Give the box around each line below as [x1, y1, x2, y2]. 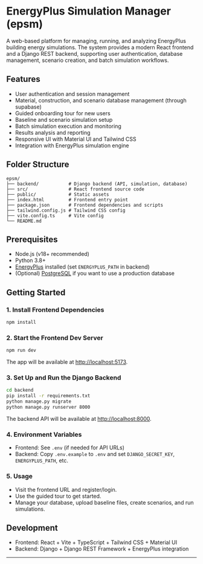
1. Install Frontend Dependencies [6, 305, 105, 314]
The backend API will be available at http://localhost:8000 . [6, 415, 152, 422]
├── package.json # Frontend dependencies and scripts [6, 202, 164, 208]
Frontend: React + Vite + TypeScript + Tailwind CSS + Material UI [14, 539, 177, 546]
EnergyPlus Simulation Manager [6, 4, 171, 18]
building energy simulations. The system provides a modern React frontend [6, 44, 194, 51]
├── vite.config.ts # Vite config [6, 212, 104, 219]
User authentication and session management [14, 90, 130, 98]
